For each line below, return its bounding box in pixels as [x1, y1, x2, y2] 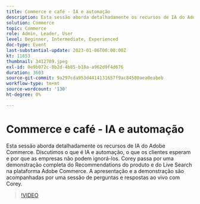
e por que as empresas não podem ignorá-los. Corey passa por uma [6, 155, 174, 162]
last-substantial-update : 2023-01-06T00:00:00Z [6, 48, 127, 54]
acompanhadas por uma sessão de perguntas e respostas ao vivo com [6, 174, 180, 181]
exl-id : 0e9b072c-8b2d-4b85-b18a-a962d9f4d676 [6, 64, 124, 70]
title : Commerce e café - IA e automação [6, 8, 111, 15]
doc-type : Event [6, 42, 46, 48]
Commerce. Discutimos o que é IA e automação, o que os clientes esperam [6, 148, 191, 155]
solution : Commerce [6, 20, 55, 26]
